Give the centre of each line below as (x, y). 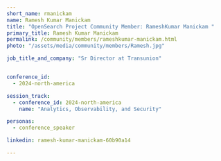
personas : (21, 121)
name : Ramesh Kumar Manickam (48, 20)
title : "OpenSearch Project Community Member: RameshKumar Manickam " (110, 26)
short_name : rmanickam (39, 14)
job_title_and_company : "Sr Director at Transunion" (84, 59)
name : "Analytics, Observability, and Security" (90, 109)
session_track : (28, 96)
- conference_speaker (44, 128)
